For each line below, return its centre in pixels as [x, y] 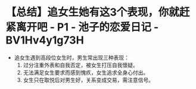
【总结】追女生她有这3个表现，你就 [93, 12]
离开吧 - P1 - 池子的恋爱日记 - [88, 27]
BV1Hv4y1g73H [45, 40]
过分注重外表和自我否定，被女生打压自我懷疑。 [80, 65]
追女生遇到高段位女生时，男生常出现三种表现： [71, 57]
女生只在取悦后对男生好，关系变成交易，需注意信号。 [88, 80]
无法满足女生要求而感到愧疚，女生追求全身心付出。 [86, 72]
